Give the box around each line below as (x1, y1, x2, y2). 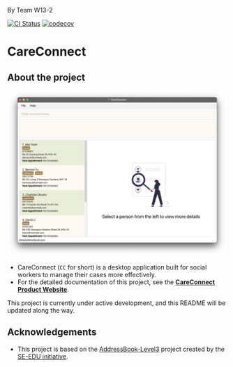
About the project (7, 71, 86, 83)
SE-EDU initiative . (17, 352, 68, 361)
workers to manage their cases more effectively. (17, 270, 157, 279)
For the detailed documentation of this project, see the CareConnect (17, 278, 215, 286)
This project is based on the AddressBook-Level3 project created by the (17, 345, 225, 353)
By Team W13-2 (7, 6, 53, 14)
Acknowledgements (7, 327, 97, 338)
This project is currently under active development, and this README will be (7, 299, 226, 307)
